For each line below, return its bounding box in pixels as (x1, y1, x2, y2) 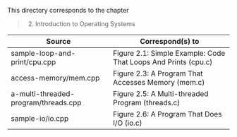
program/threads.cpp (11, 98, 82, 107)
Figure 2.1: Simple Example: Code (112, 49, 226, 58)
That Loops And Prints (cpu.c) (112, 57, 213, 66)
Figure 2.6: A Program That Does (112, 109, 222, 119)
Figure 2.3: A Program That (112, 68, 203, 78)
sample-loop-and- (11, 49, 76, 58)
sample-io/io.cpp (11, 114, 69, 123)
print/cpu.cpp (11, 57, 56, 66)
